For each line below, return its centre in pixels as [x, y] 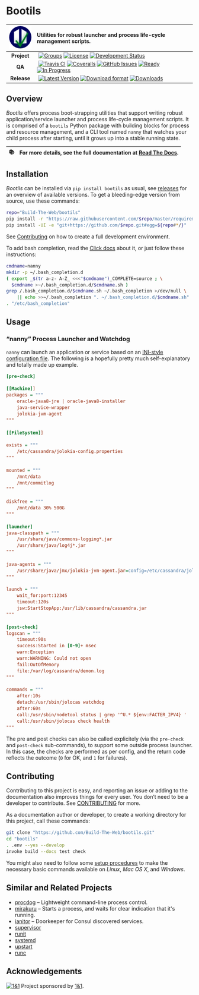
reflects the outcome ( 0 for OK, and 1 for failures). [67, 758]
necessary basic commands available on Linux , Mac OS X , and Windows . [96, 869]
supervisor [28, 927]
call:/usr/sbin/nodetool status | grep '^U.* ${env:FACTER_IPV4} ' [102, 714]
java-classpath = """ [33, 533]
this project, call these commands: [48, 821]
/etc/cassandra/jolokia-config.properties [70, 452]
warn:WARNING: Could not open [54, 659]
